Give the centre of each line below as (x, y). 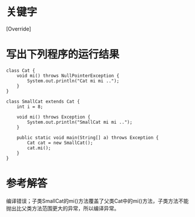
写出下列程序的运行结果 (63, 55)
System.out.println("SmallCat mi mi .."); (80, 122)
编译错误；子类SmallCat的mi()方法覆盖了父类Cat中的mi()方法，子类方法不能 (97, 200)
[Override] (19, 29)
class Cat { (21, 70)
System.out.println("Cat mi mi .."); (73, 81)
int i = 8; (30, 107)
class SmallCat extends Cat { (43, 101)
